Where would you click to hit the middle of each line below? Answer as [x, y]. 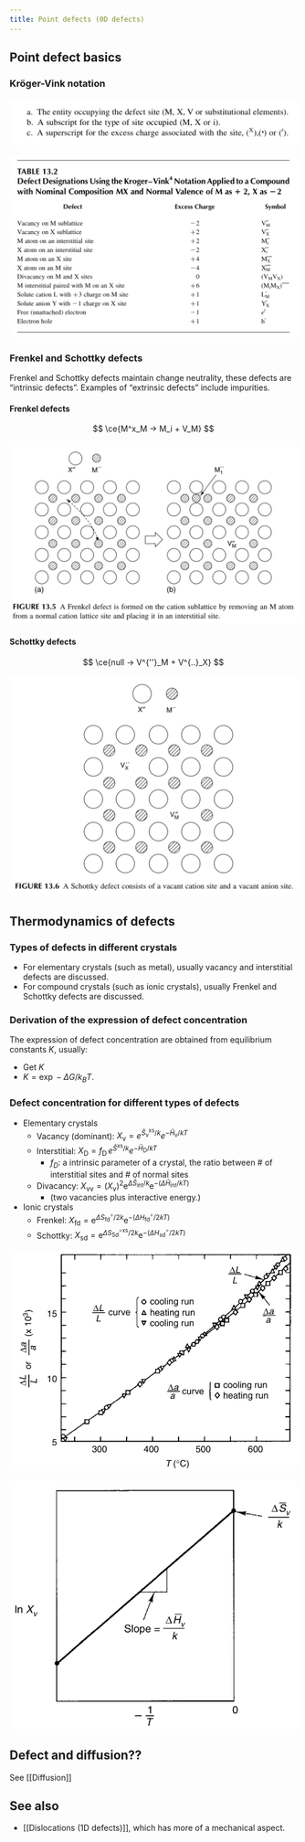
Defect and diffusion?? [76, 1756]
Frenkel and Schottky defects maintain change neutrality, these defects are [151, 378]
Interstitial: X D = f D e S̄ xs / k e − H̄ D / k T [97, 1150]
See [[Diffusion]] [41, 1777]
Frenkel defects [40, 408]
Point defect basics [66, 58]
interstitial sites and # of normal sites [119, 1174]
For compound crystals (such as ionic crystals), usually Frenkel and [149, 987]
